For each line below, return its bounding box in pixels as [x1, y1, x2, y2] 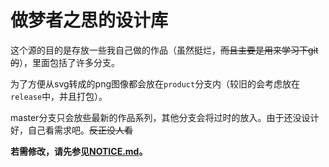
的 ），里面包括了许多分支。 [10, 56, 120, 68]
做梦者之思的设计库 [10, 9, 169, 32]
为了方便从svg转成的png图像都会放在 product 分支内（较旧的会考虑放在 [10, 77, 301, 90]
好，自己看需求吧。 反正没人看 [10, 124, 133, 136]
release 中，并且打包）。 [10, 90, 108, 102]
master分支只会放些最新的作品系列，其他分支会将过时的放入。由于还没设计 [10, 111, 320, 123]
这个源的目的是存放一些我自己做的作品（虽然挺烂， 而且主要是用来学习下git [10, 44, 319, 56]
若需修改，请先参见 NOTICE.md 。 [10, 145, 148, 157]
